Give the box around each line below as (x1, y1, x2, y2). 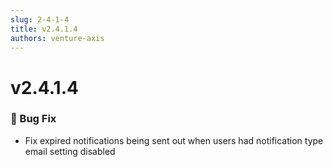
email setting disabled (24, 145, 116, 157)
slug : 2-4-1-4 (10, 14, 70, 25)
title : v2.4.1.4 (10, 24, 78, 34)
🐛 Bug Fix (10, 112, 57, 126)
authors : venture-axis (10, 33, 105, 43)
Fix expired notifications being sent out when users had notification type (24, 134, 324, 146)
